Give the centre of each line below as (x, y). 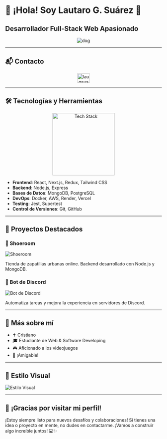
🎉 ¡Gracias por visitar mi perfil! (53, 408)
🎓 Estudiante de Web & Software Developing (59, 341)
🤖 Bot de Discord (26, 282)
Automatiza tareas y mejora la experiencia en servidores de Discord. (75, 303)
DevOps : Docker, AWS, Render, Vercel (51, 198)
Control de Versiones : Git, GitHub (47, 209)
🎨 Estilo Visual (28, 375)
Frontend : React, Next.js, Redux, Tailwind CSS (60, 182)
